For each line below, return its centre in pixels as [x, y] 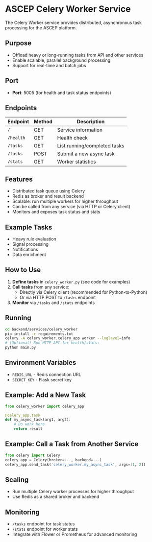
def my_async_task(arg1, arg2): [38, 420]
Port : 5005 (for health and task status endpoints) [62, 93]
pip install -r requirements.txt [39, 334]
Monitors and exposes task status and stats [56, 212]
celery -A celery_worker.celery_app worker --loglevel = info [68, 338]
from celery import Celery [33, 455]
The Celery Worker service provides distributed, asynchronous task [74, 23]
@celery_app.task [23, 415]
